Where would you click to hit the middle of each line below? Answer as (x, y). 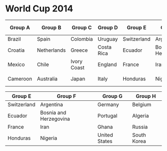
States (105, 141)
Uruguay (108, 39)
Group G (113, 96)
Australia (47, 78)
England (107, 64)
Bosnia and (53, 112)
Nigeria (48, 138)
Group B (51, 27)
